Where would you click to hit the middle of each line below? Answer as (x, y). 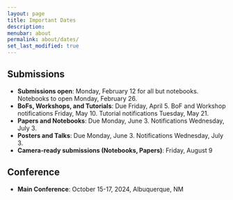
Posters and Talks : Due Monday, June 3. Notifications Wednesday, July (120, 135)
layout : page (26, 14)
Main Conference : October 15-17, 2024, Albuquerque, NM (101, 189)
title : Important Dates (42, 20)
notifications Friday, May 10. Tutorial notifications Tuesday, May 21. (113, 113)
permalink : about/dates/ (43, 40)
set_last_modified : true (43, 46)
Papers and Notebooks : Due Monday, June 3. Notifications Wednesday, (121, 121)
